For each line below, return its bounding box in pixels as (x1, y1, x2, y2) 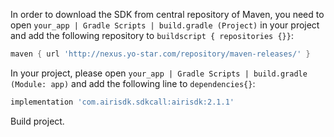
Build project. (10, 115, 65, 127)
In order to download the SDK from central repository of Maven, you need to (10, 9, 325, 20)
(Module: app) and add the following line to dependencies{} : (10, 77, 256, 89)
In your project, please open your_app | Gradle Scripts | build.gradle (10, 67, 308, 79)
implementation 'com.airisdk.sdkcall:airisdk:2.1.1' (10, 97, 235, 107)
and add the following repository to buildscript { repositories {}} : (10, 30, 294, 41)
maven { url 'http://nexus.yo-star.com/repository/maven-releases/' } (10, 49, 311, 59)
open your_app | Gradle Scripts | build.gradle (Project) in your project (10, 19, 320, 31)
